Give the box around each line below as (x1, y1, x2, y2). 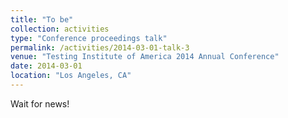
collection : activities (10, 24, 110, 34)
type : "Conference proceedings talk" (10, 33, 168, 43)
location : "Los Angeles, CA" (10, 71, 132, 81)
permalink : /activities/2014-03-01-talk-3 (10, 42, 190, 53)
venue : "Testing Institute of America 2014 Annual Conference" (10, 52, 280, 62)
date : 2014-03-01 (10, 61, 83, 71)
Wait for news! (10, 97, 70, 110)
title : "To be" (10, 14, 74, 25)
